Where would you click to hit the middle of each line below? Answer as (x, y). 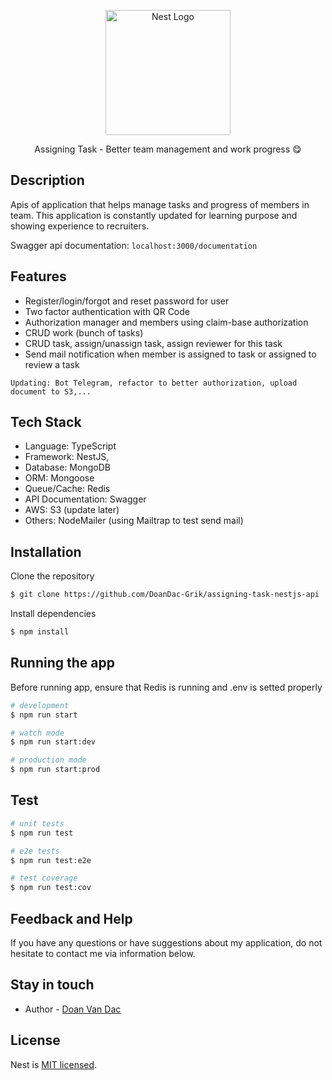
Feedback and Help (71, 918)
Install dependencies (53, 614)
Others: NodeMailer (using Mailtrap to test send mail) (134, 521)
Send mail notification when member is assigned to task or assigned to (170, 354)
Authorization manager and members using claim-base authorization (166, 322)
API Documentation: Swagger (85, 499)
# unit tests (37, 823)
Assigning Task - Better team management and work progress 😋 (168, 149)
